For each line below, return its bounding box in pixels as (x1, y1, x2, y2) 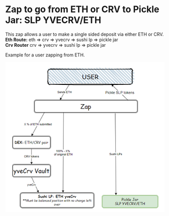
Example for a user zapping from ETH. (5, 52, 85, 58)
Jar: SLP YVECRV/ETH (5, 14, 101, 26)
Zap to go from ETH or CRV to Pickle (5, 4, 159, 15)
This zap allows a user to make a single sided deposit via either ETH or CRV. (5, 31, 164, 37)
